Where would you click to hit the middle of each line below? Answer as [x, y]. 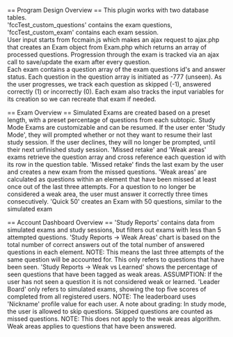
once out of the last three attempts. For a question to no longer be [102, 187]
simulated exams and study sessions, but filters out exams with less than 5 [114, 230]
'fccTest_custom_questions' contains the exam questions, [90, 25]
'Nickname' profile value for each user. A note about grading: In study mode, [117, 304]
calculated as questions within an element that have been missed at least [112, 179]
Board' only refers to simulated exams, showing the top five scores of [107, 289]
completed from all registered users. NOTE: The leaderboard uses [102, 297]
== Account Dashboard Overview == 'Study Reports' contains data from [111, 222]
